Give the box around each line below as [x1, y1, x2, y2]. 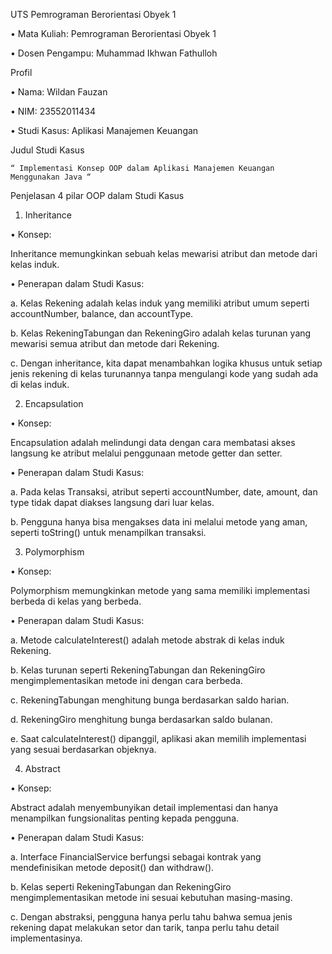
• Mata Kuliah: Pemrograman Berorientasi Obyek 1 [10, 28, 217, 39]
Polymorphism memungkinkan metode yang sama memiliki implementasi [10, 585, 310, 596]
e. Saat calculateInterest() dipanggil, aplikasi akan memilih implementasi [10, 733, 307, 744]
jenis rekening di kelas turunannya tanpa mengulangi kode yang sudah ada [10, 368, 319, 379]
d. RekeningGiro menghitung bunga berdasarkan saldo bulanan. [10, 714, 273, 725]
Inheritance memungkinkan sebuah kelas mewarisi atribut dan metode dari [10, 248, 318, 259]
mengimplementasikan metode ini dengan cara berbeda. [10, 675, 243, 686]
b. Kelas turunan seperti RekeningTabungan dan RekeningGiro [10, 664, 266, 676]
